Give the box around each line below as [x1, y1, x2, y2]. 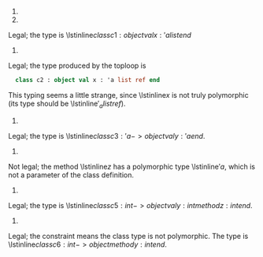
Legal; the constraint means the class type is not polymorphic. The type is [8, 231, 249, 240]
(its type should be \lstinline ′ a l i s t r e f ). [8, 99, 126, 110]
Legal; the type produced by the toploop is [8, 61, 146, 70]
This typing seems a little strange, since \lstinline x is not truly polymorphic [8, 90, 250, 99]
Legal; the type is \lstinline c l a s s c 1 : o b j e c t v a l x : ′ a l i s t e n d [8, 31, 191, 39]
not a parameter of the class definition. [8, 169, 135, 180]
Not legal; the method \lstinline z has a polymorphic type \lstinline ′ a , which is [8, 162, 256, 171]
